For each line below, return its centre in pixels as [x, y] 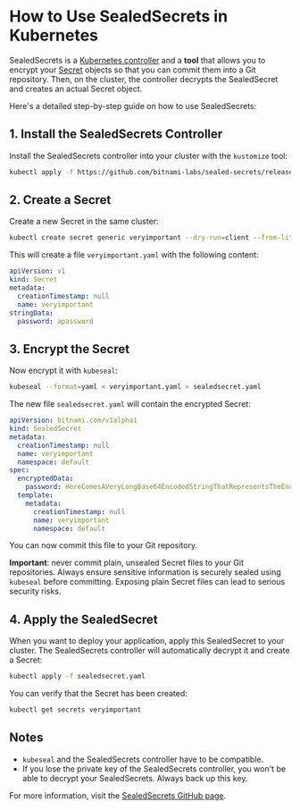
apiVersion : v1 [37, 271]
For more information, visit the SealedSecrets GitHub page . [118, 795]
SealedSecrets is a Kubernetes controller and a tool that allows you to [137, 60]
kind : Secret [33, 280]
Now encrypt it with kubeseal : [63, 371]
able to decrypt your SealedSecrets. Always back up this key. [135, 778]
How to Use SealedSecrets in [119, 17]
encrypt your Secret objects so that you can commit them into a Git [133, 70]
